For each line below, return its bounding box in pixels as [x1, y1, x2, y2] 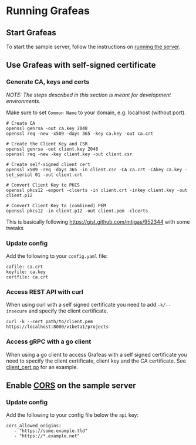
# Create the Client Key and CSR [6, 141, 88, 147]
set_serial [6, 172, 33, 178]
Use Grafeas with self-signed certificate [6, 60, 157, 70]
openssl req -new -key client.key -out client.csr [6, 151, 133, 157]
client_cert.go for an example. [6, 363, 78, 370]
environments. [6, 97, 41, 104]
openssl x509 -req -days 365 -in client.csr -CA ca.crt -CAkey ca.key [6, 167, 183, 172]
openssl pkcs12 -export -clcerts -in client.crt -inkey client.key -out [6, 187, 188, 193]
